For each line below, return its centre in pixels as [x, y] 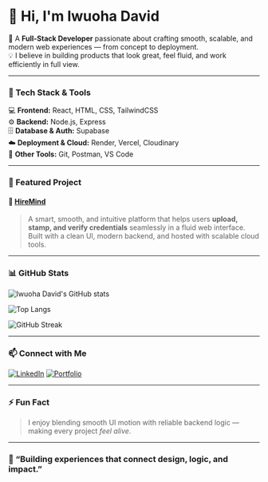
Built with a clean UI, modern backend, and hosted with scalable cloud [143, 236]
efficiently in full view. [44, 64]
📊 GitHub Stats [39, 273]
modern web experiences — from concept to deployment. [104, 46]
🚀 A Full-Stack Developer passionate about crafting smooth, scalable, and [131, 38]
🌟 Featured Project [45, 183]
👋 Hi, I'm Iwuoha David [84, 16]
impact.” [25, 469]
